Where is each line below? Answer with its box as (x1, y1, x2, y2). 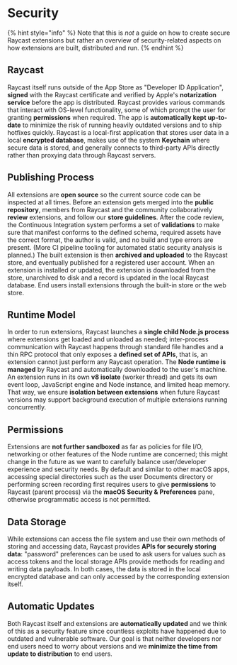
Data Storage (7, 516, 67, 528)
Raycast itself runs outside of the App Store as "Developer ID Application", (7, 83, 224, 92)
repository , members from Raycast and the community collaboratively (7, 205, 212, 214)
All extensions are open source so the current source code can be (7, 190, 202, 199)
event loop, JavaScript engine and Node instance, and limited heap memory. (7, 380, 231, 389)
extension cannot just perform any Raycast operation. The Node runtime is (7, 358, 226, 366)
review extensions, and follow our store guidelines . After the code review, (7, 213, 224, 221)
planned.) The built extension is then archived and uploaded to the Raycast (7, 251, 228, 259)
